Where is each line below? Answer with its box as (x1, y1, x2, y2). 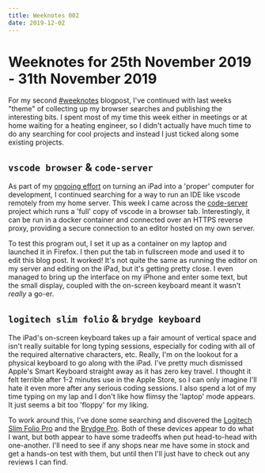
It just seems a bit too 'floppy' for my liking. (8, 400, 149, 410)
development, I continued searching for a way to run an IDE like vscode (8, 190, 240, 200)
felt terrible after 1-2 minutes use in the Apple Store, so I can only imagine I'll (8, 375, 257, 385)
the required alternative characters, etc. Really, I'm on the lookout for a (8, 350, 239, 359)
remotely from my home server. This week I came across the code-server (8, 198, 248, 208)
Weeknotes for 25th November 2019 (8, 53, 252, 71)
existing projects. (8, 137, 65, 147)
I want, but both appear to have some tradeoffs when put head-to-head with (8, 432, 257, 442)
